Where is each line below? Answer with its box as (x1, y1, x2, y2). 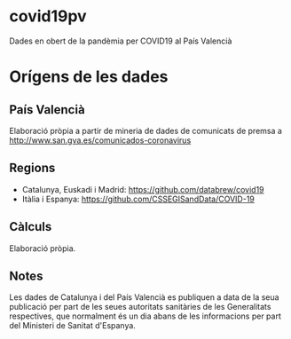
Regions (9, 161, 56, 176)
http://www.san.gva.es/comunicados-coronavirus (9, 135, 192, 146)
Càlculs (9, 219, 52, 234)
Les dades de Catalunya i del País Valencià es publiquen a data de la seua (9, 292, 279, 303)
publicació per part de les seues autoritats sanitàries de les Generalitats (9, 302, 271, 312)
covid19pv (9, 6, 87, 27)
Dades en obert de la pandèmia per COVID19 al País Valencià (9, 35, 232, 46)
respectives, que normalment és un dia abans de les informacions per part (9, 311, 281, 321)
